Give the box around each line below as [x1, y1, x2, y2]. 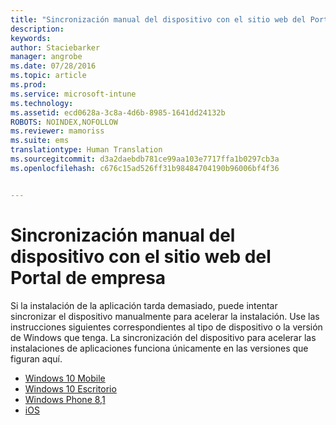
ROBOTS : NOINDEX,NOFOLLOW [10, 117, 118, 127]
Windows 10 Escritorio [24, 382, 117, 395]
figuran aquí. [10, 352, 63, 365]
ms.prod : [10, 80, 47, 90]
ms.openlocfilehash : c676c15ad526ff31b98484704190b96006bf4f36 [10, 163, 280, 173]
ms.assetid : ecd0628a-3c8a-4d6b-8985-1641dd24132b [10, 107, 226, 118]
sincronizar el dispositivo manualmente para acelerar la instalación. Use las [10, 310, 320, 322]
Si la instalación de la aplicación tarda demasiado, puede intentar [10, 299, 278, 311]
